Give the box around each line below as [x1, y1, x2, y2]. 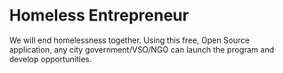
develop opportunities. [9, 53, 93, 64]
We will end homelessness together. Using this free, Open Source [9, 35, 250, 45]
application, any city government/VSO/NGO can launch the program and [9, 44, 274, 54]
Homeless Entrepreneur [9, 5, 190, 26]
